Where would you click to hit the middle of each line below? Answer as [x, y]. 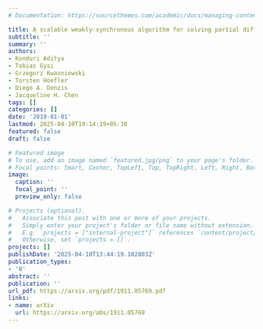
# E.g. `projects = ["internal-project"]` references [101, 233]
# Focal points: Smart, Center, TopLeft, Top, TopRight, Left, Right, [126, 168]
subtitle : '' [29, 37]
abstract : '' [29, 276]
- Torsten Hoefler [38, 80]
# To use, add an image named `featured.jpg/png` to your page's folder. [131, 160]
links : [19, 298]
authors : [22, 52]
